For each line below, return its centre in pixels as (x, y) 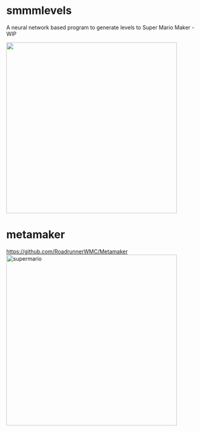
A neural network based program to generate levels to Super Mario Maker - (100, 27)
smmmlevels (39, 11)
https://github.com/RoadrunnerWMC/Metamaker (67, 251)
